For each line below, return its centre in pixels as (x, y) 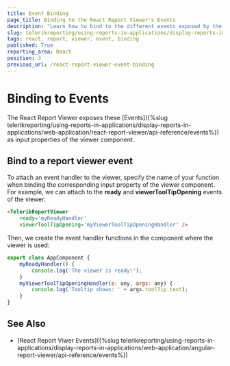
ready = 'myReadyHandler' (53, 218)
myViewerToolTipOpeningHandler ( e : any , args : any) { (96, 283)
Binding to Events (58, 99)
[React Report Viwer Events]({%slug (68, 340)
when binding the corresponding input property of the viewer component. (111, 185)
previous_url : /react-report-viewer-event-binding (81, 65)
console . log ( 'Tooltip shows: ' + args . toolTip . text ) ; (110, 290)
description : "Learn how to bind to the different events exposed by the (115, 26)
